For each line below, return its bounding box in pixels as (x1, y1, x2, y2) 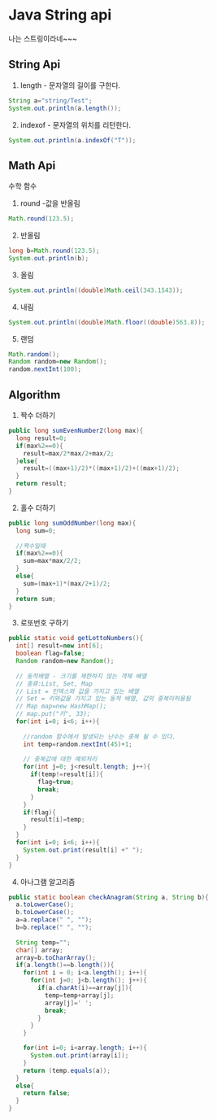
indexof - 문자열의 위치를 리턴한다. (20, 120, 132, 129)
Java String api (8, 6, 112, 24)
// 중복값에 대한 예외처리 (23, 755, 98, 764)
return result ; (15, 480, 67, 488)
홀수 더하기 (20, 503, 56, 512)
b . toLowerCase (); (15, 909, 75, 917)
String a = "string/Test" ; (8, 96, 93, 105)
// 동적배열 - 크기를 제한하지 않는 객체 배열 (15, 672, 147, 680)
